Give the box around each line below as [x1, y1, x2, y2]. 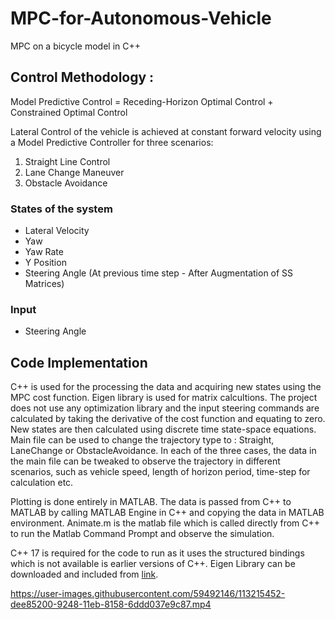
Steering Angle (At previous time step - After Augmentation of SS [24, 267, 294, 279]
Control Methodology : [10, 69, 155, 86]
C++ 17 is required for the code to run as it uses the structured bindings [10, 547, 305, 559]
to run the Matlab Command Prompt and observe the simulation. [10, 528, 275, 540]
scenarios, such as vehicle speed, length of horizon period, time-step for [10, 466, 311, 478]
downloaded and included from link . [10, 568, 159, 581]
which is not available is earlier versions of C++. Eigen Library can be [10, 558, 296, 570]
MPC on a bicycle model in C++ [10, 40, 141, 52]
